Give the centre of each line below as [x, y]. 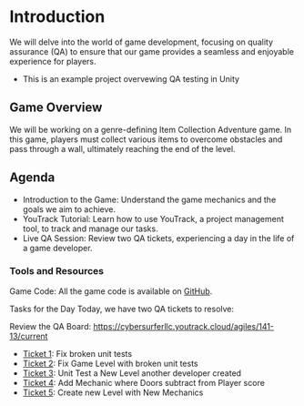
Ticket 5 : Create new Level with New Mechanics [113, 392]
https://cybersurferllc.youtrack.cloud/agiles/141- [184, 326]
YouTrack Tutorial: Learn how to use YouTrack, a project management [153, 218]
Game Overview [56, 108]
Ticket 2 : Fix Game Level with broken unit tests [110, 363]
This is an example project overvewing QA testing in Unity [131, 78]
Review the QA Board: [51, 326]
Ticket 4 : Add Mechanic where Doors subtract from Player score [144, 382]
